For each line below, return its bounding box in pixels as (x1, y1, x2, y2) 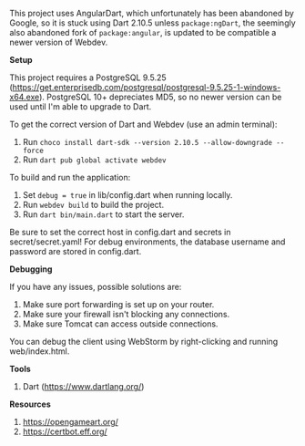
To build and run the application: (9, 172, 131, 182)
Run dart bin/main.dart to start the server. (22, 209, 185, 220)
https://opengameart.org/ (22, 417, 118, 427)
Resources (9, 399, 52, 410)
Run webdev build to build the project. (22, 200, 165, 210)
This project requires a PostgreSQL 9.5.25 (9, 72, 167, 83)
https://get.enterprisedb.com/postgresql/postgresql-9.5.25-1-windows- (12, 82, 281, 92)
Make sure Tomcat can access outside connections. (22, 318, 219, 329)
